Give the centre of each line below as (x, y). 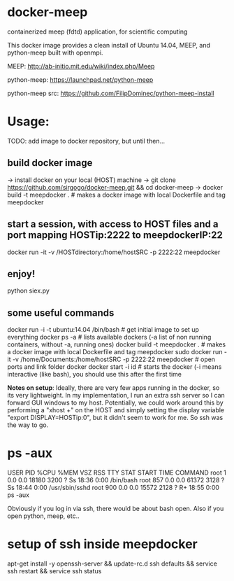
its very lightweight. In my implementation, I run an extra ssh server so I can (116, 395)
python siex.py (29, 290)
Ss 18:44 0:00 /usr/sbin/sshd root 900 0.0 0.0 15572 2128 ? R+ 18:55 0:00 (114, 488)
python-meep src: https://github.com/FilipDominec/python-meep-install (111, 93)
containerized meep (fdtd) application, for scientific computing (97, 31)
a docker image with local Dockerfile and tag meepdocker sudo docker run (115, 352)
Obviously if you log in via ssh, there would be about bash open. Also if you (116, 509)
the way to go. (28, 425)
